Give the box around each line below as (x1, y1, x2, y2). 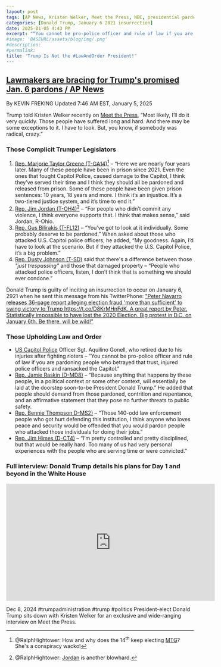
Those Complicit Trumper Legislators (6, 145, 116, 154)
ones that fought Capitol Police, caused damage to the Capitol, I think (14, 173, 185, 180)
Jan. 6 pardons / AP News (6, 84, 104, 95)
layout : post (6, 8, 39, 15)
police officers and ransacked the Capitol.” (14, 365, 120, 372)
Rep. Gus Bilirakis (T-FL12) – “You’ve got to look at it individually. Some (14, 224, 189, 231)
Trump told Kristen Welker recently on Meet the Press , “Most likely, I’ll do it (6, 111, 189, 119)
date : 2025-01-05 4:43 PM (6, 25, 70, 32)
